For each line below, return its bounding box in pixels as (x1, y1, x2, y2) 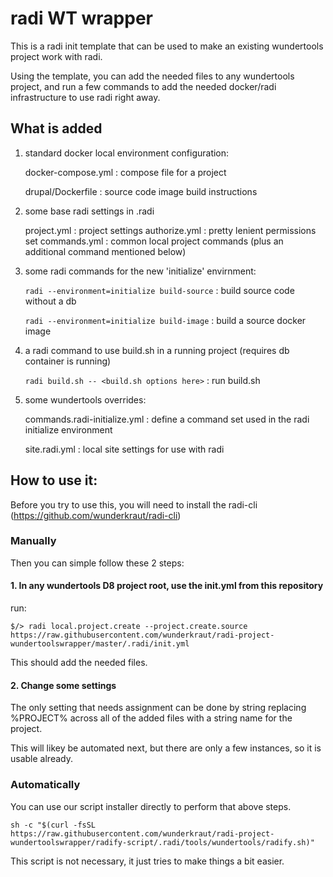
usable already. (10, 753, 73, 765)
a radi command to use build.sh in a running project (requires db (24, 344, 290, 356)
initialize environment (24, 423, 113, 436)
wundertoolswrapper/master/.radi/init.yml (10, 639, 190, 649)
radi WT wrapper (10, 7, 153, 30)
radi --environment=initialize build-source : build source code (24, 284, 295, 296)
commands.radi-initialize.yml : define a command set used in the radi (24, 413, 310, 425)
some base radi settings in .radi (24, 205, 155, 217)
